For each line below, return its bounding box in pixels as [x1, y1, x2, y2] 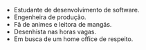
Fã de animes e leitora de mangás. [13, 21, 112, 28]
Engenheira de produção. [13, 13, 86, 21]
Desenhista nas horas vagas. [13, 27, 97, 36]
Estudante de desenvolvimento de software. [13, 6, 140, 14]
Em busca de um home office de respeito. [13, 35, 134, 43]
